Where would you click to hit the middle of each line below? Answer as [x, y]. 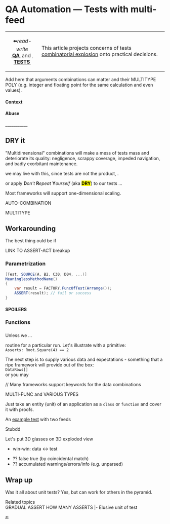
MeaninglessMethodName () [31, 279]
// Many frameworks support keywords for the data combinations [73, 385]
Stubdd [13, 429]
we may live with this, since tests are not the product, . [62, 173]
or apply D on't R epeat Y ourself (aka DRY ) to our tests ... [64, 183]
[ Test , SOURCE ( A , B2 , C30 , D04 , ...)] [46, 274]
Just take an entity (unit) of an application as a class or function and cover [83, 404]
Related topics [20, 502]
